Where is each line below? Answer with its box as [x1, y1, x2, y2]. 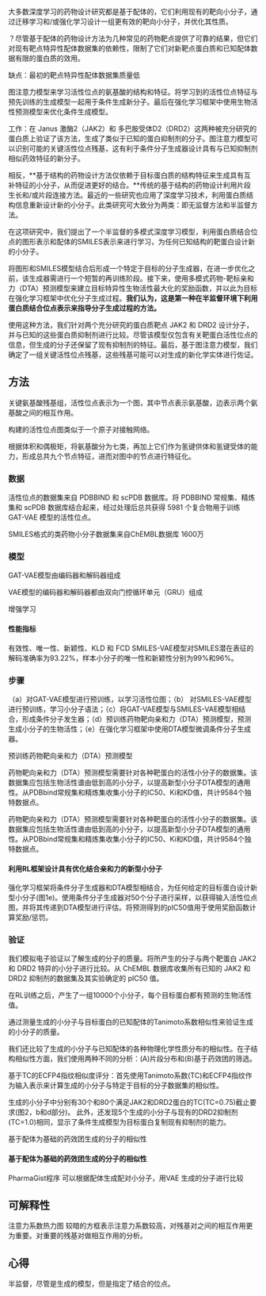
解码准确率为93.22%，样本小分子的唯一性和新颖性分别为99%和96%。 [8, 653, 239, 662]
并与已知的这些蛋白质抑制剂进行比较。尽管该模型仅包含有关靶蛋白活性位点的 [8, 330, 258, 339]
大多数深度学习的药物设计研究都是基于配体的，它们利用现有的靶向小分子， [8, 7, 251, 16]
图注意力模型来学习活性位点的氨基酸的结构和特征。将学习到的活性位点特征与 [8, 87, 258, 97]
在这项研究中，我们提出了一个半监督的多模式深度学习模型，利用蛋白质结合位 [8, 227, 258, 236]
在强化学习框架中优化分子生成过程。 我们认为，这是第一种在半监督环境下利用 [8, 293, 258, 303]
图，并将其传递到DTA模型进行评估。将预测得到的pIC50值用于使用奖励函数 [8, 903, 249, 912]
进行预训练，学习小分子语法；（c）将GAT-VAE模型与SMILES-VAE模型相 [8, 704, 239, 714]
